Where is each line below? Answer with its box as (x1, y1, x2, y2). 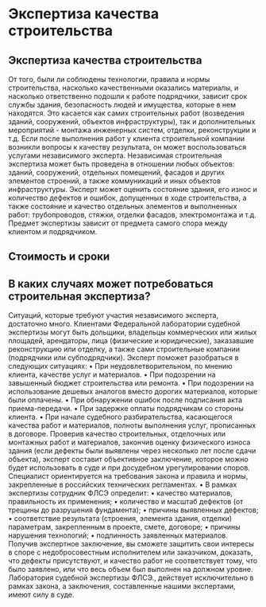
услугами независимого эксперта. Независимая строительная (8, 151, 222, 160)
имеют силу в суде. (8, 590, 75, 600)
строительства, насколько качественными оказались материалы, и (8, 83, 239, 92)
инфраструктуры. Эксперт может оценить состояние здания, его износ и (8, 185, 258, 194)
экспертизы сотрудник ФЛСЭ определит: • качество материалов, (8, 488, 233, 498)
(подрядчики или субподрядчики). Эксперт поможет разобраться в (8, 353, 239, 362)
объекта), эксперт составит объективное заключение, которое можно (8, 455, 249, 464)
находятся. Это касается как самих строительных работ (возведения (8, 108, 245, 118)
